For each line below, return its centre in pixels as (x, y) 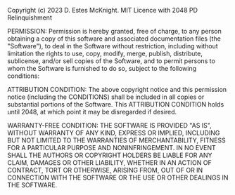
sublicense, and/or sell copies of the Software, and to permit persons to (112, 61)
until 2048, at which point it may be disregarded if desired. (92, 112)
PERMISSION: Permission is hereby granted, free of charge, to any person (114, 31)
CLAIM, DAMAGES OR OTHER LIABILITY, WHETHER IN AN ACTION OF (110, 163)
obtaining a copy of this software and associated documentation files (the (114, 39)
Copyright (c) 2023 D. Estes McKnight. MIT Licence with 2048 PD (103, 10)
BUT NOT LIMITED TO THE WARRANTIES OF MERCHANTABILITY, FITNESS (117, 140)
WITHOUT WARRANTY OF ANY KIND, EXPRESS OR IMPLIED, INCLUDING (114, 133)
